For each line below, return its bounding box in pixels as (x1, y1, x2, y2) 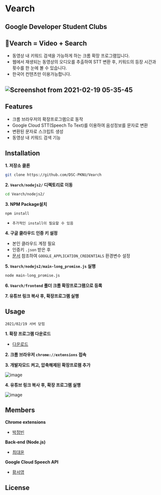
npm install (5, 211, 29, 216)
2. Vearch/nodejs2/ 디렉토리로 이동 (5, 182, 73, 188)
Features (5, 103, 33, 111)
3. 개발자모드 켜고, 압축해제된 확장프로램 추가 (5, 362, 91, 368)
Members (5, 406, 35, 414)
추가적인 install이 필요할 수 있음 (12, 221, 73, 226)
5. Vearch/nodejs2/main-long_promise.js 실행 (5, 263, 96, 269)
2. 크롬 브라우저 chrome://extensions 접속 (5, 352, 87, 357)
